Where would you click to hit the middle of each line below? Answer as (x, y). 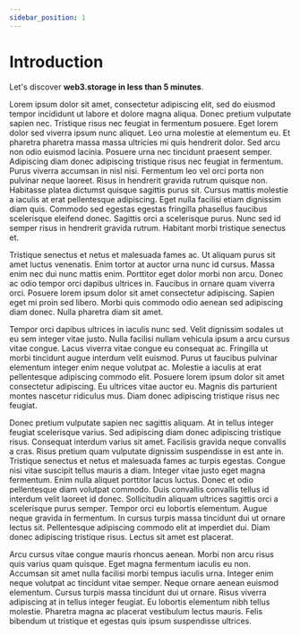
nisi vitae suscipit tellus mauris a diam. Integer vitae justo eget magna (137, 470)
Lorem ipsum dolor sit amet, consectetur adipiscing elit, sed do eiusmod (142, 104)
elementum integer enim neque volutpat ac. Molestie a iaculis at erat (136, 367)
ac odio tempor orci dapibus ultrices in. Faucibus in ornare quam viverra (142, 283)
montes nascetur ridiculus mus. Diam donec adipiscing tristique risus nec (145, 396)
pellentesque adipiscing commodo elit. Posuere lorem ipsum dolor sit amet (147, 376)
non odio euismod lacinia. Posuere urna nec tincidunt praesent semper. (141, 151)
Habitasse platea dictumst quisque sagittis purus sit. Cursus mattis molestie (149, 190)
